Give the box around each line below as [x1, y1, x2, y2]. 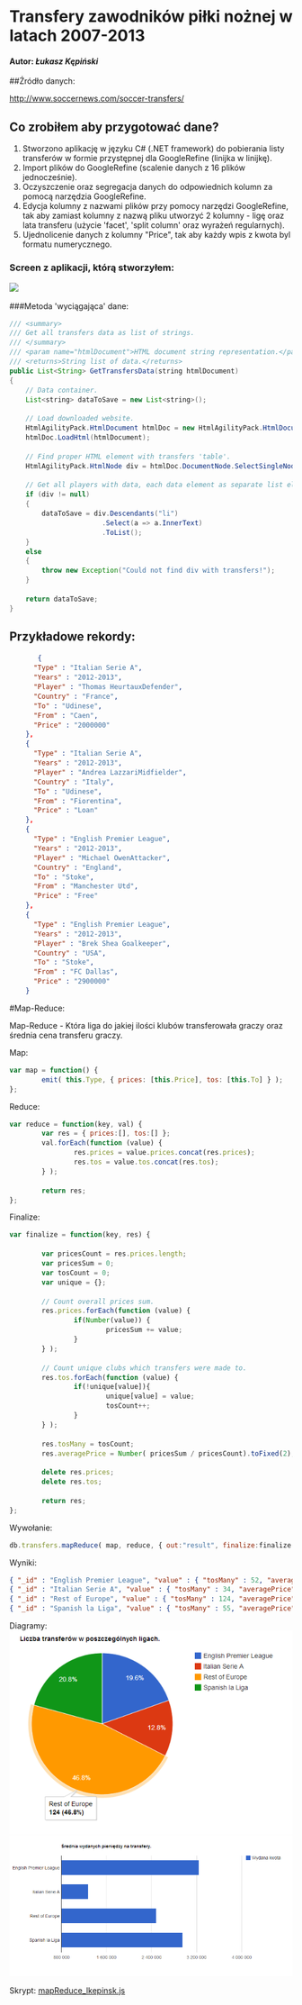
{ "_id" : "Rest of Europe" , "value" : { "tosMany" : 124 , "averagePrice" [9, 1594, 296, 1604]
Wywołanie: [9, 1522, 53, 1533]
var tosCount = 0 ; [41, 1268, 111, 1277]
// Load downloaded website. [25, 414, 135, 423]
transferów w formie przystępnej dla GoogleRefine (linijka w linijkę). [22, 153, 272, 164]
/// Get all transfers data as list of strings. [9, 329, 195, 338]
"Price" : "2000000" [32, 721, 111, 730]
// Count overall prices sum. [41, 1297, 155, 1306]
